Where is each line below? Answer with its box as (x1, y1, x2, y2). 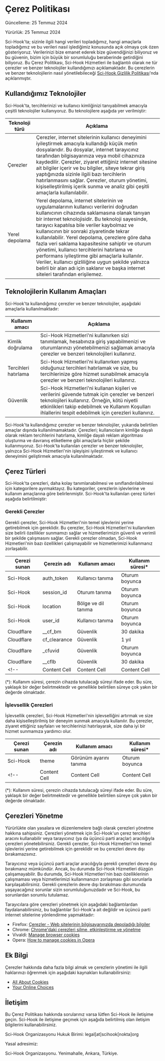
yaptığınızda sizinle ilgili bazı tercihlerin (36, 170, 126, 177)
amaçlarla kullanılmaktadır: (5, 306, 59, 311)
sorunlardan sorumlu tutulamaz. (5, 892, 70, 897)
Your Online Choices (12, 984, 54, 990)
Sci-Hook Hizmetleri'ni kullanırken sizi (40, 332, 129, 338)
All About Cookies (12, 979, 49, 985)
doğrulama (7, 344, 33, 351)
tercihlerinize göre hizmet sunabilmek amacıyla (40, 370, 149, 377)
